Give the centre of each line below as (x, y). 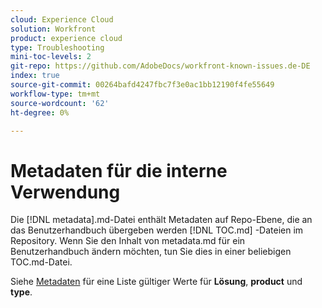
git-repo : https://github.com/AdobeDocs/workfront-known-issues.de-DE (160, 66)
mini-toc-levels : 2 (51, 57)
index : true (35, 76)
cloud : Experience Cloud (62, 19)
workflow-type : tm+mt (55, 94)
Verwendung (65, 192)
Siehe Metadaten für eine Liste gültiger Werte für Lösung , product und (156, 282)
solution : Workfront (53, 29)
